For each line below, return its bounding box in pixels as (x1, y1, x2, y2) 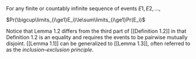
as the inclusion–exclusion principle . (6, 46, 94, 53)
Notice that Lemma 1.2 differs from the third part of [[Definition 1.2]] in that (6, 27, 187, 34)
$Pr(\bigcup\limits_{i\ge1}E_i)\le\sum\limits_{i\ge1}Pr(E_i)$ (6, 16, 146, 23)
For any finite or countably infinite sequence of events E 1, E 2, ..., (6, 5, 161, 12)
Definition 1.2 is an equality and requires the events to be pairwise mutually (6, 34, 188, 40)
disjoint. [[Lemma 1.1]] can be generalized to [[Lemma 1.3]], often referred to (6, 40, 191, 47)
